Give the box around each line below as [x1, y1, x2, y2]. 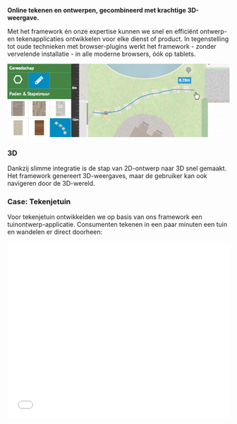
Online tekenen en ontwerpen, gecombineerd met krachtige [7, 6, 187, 14]
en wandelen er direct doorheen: [7, 228, 103, 236]
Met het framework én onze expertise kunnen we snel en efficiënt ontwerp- [7, 28, 228, 35]
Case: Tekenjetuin [7, 196, 71, 206]
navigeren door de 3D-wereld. [7, 179, 95, 187]
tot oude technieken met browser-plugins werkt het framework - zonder [7, 42, 217, 50]
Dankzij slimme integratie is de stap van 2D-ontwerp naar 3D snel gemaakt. [7, 164, 227, 172]
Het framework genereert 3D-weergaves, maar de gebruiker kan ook [7, 171, 208, 179]
